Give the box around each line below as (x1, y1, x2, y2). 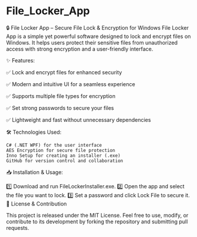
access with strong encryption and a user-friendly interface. (6, 45, 153, 52)
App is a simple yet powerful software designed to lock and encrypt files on (6, 33, 191, 40)
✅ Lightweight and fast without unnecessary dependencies (6, 116, 151, 123)
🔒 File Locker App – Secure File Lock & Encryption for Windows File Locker (6, 24, 189, 31)
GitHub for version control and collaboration (6, 157, 123, 164)
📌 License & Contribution (6, 200, 67, 207)
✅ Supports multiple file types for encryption (6, 92, 116, 99)
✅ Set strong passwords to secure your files (6, 104, 115, 111)
